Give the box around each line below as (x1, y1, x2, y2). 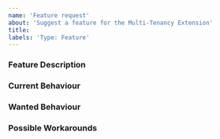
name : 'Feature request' (8, 11, 90, 20)
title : (8, 26, 30, 34)
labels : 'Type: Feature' (8, 33, 90, 42)
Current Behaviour (8, 80, 81, 91)
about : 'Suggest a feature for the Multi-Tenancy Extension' (8, 19, 214, 27)
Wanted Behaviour (8, 101, 81, 112)
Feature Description (8, 60, 87, 71)
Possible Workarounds (8, 123, 97, 134)
